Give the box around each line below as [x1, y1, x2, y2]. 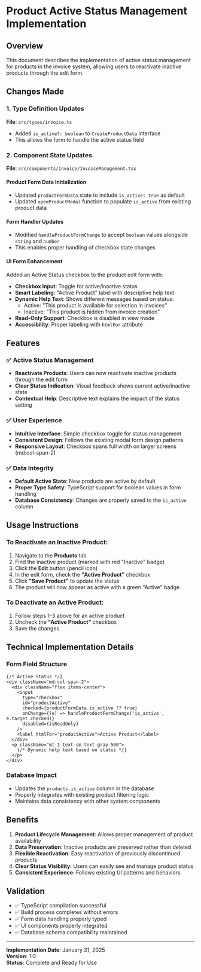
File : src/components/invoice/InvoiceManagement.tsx [6, 164, 136, 172]
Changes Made [6, 87, 64, 97]
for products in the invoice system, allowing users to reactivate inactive [6, 63, 182, 70]
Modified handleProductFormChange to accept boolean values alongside [14, 231, 188, 239]
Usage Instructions [6, 520, 79, 531]
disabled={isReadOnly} [22, 721, 79, 727]
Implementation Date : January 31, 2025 [6, 946, 105, 953]
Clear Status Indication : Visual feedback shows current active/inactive [14, 382, 190, 389]
